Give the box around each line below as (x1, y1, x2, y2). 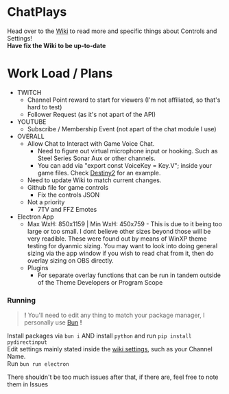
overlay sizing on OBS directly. (27, 256, 114, 265)
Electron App (16, 212, 54, 221)
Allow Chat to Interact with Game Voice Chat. (27, 139, 155, 148)
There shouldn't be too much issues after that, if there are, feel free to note (7, 373, 219, 382)
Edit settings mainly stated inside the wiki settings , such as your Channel (7, 345, 213, 353)
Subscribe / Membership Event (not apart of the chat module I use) (27, 124, 217, 133)
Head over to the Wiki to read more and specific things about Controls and (7, 27, 217, 35)
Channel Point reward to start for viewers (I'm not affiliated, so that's (27, 96, 221, 104)
